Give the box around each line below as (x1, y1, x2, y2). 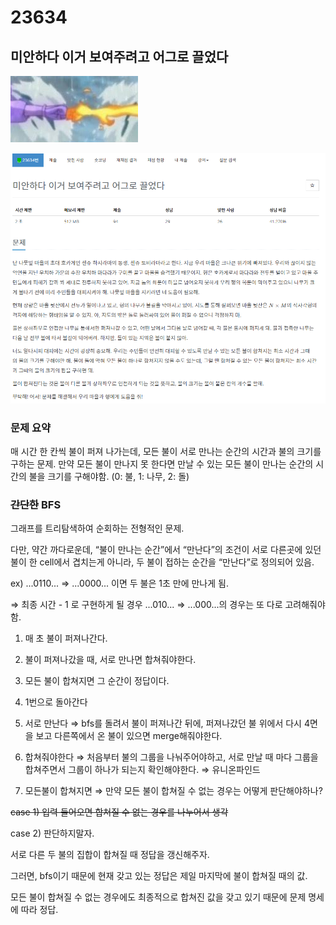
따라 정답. (20, 904, 59, 916)
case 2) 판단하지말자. (10, 827, 95, 840)
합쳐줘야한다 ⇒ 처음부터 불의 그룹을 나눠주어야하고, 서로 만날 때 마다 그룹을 (24, 751, 319, 763)
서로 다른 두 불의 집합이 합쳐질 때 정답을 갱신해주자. (10, 849, 210, 861)
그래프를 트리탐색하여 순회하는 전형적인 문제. (10, 522, 185, 535)
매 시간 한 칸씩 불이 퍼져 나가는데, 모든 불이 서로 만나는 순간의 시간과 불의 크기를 (10, 445, 322, 457)
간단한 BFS (10, 497, 62, 511)
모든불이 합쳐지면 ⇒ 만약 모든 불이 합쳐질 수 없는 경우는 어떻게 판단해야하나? (24, 785, 323, 797)
